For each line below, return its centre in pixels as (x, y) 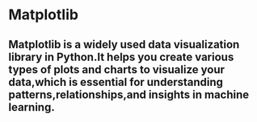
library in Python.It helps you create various (121, 57)
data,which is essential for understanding (116, 82)
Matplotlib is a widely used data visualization (124, 45)
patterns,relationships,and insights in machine (129, 94)
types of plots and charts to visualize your (116, 69)
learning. (32, 107)
